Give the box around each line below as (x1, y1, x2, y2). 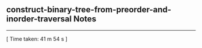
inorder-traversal (6, 14, 72, 24)
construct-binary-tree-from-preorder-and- (6, 5, 171, 15)
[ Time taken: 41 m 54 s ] (6, 35, 68, 42)
